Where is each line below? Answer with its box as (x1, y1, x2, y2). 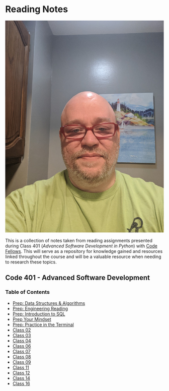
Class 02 (12, 327, 31, 333)
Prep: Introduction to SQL (12, 311, 65, 317)
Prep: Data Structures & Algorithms (12, 300, 86, 306)
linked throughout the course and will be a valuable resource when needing (5, 253, 161, 259)
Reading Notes (5, 4, 68, 15)
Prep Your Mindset (12, 316, 51, 322)
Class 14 (12, 375, 30, 381)
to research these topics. (5, 258, 57, 265)
